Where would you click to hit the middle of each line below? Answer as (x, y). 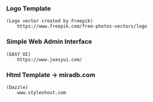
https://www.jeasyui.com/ (50, 59)
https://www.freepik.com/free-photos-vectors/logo (82, 26)
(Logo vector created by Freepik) (50, 21)
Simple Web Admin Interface (49, 42)
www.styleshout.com (42, 92)
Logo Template (29, 8)
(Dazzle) (17, 87)
